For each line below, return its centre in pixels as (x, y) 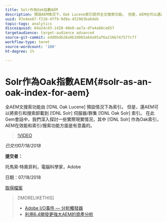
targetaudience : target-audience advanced (50, 33)
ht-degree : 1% (20, 51)
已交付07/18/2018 (23, 146)
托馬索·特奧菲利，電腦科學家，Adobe (43, 167)
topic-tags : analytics (29, 24)
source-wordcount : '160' (31, 47)
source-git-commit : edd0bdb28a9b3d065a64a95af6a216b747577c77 (71, 38)
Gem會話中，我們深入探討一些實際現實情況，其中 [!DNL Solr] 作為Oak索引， (83, 119)
